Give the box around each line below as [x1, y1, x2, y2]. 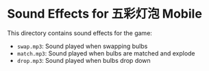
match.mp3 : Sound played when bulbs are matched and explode [16, 49, 195, 57]
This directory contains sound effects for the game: [7, 28, 153, 37]
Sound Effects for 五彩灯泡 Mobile [7, 6, 202, 22]
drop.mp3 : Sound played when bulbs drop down [16, 56, 151, 64]
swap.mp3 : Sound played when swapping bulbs [16, 42, 148, 50]
